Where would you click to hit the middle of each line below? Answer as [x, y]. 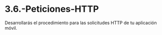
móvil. [11, 28]
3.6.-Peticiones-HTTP [52, 9]
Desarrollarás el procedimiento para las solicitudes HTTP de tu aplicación [81, 23]
